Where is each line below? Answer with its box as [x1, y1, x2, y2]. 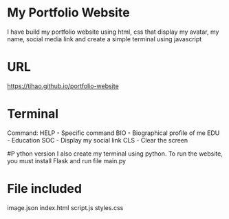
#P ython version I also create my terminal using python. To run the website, [7, 149, 223, 158]
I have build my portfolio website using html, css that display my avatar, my [7, 28, 219, 36]
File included [7, 181, 83, 196]
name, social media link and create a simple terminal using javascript [7, 34, 202, 43]
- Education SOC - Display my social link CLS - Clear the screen [7, 136, 188, 144]
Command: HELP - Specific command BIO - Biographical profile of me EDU [7, 129, 220, 137]
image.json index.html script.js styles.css [7, 203, 124, 211]
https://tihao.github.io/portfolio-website [7, 81, 119, 90]
